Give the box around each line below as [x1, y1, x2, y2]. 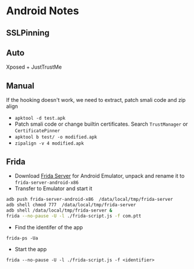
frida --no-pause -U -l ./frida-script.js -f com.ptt [6, 213, 142, 219]
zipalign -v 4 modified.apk [14, 140, 84, 146]
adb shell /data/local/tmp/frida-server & [6, 207, 112, 213]
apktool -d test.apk [14, 116, 66, 121]
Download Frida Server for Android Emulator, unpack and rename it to [14, 172, 185, 180]
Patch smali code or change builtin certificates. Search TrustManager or [14, 120, 188, 128]
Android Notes [6, 4, 79, 18]
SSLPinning [6, 28, 50, 38]
